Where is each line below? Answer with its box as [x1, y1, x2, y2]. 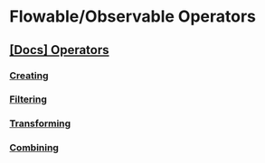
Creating [9, 69, 49, 82]
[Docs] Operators [9, 42, 110, 58]
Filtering [9, 93, 47, 105]
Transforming [9, 117, 71, 130]
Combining [9, 141, 59, 154]
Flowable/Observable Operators [9, 6, 256, 27]
